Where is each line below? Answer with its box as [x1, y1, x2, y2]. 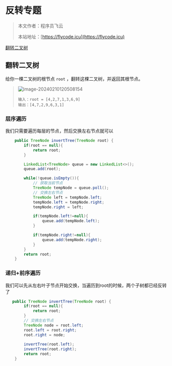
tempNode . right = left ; [32, 204, 84, 210]
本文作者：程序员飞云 [17, 23, 63, 29]
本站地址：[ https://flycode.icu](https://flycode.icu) [17, 33, 125, 40]
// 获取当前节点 [32, 180, 63, 186]
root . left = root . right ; [24, 327, 77, 333]
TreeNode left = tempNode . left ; [32, 195, 102, 200]
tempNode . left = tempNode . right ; [32, 199, 104, 205]
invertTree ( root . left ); [24, 342, 74, 347]
